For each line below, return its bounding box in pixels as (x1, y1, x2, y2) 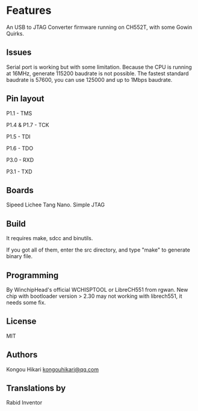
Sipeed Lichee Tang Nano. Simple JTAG (6, 201, 105, 208)
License (6, 317, 37, 327)
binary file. (6, 253, 33, 260)
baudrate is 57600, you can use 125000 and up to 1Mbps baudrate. (6, 76, 173, 83)
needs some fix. (6, 299, 46, 306)
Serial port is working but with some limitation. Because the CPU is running (6, 63, 193, 70)
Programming (6, 270, 59, 280)
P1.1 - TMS (6, 110, 32, 117)
